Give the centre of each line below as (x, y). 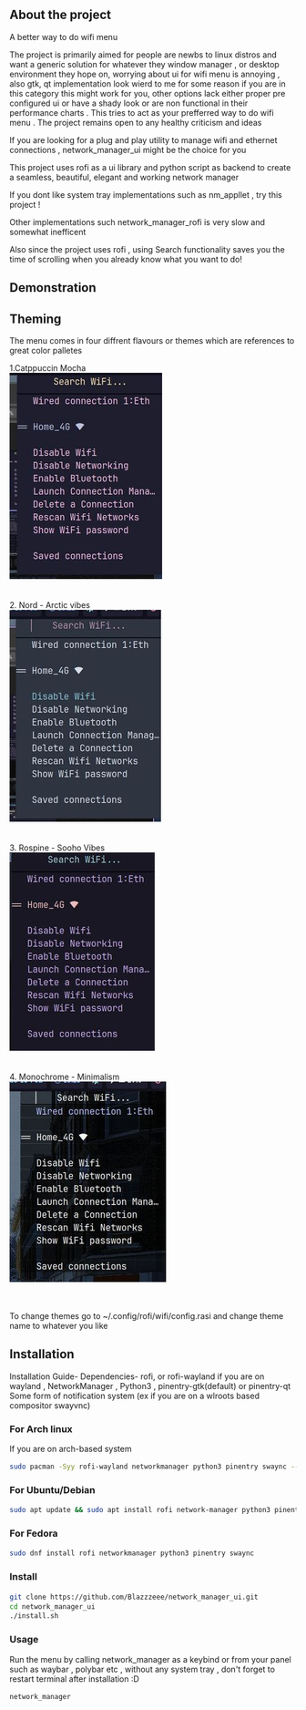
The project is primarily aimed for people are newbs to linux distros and (143, 55)
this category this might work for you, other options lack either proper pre (148, 93)
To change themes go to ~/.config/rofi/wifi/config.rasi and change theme (147, 1316)
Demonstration (53, 288)
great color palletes (46, 351)
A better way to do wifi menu (64, 36)
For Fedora (34, 1533)
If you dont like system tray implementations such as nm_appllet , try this (146, 194)
